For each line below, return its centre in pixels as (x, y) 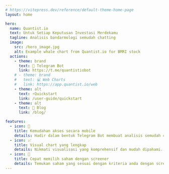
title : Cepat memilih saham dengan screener (62, 159)
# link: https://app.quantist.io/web (56, 84)
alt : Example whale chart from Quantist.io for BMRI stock (77, 52)
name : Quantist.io (29, 28)
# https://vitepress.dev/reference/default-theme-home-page (70, 10)
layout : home (19, 15)
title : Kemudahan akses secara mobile (55, 131)
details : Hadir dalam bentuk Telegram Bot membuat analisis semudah (88, 136)
